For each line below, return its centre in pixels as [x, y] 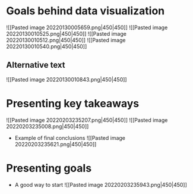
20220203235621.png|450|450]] [56, 144]
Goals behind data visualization [86, 11]
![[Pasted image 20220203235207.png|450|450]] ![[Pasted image [87, 120]
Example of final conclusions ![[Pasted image [70, 137]
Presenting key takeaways [73, 103]
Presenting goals [49, 168]
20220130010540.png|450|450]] [47, 46]
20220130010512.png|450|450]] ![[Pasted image [66, 40]
